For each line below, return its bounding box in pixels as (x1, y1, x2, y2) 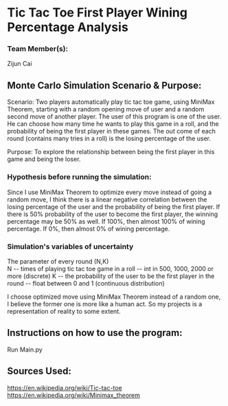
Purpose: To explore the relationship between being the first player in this (7, 148, 215, 156)
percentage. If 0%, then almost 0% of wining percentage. (7, 224, 170, 233)
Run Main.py (7, 345, 43, 354)
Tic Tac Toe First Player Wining (7, 5, 187, 21)
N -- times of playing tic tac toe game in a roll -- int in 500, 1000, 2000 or (7, 264, 214, 273)
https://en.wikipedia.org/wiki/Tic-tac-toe (7, 383, 122, 392)
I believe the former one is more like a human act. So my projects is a (7, 299, 203, 308)
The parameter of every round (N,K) (7, 257, 109, 266)
